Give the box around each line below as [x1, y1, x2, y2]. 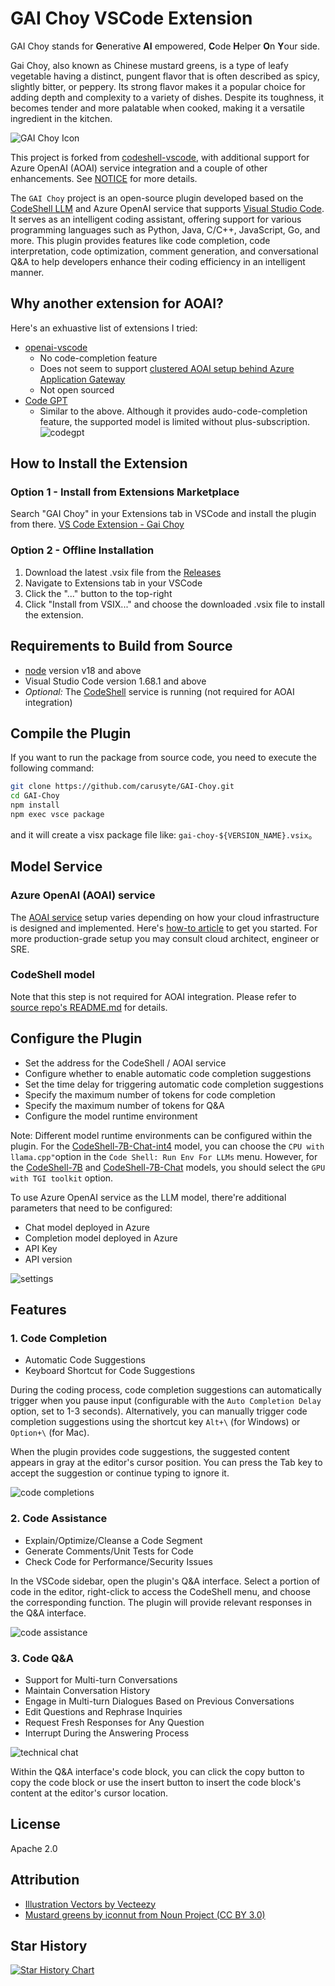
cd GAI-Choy [10, 791, 60, 801]
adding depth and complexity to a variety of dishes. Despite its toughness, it [10, 91, 325, 103]
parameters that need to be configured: [10, 1202, 173, 1214]
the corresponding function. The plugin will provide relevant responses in [10, 1596, 313, 1608]
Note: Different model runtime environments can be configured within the [10, 1129, 313, 1141]
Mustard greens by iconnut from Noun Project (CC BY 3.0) [24, 1908, 266, 1921]
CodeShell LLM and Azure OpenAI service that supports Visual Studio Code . [10, 202, 325, 214]
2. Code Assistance [10, 1512, 108, 1526]
